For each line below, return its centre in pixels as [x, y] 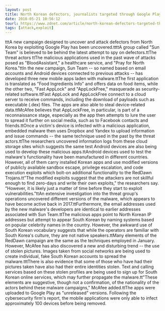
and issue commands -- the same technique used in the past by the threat [80, 136]
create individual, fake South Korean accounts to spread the [66, 256]
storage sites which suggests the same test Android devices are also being [81, 147]
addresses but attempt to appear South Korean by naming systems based [80, 220]
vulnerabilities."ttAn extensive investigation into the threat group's [72, 194]
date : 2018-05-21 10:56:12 [33, 19]
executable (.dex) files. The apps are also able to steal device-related [75, 105]
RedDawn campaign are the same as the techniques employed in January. [80, 241]
